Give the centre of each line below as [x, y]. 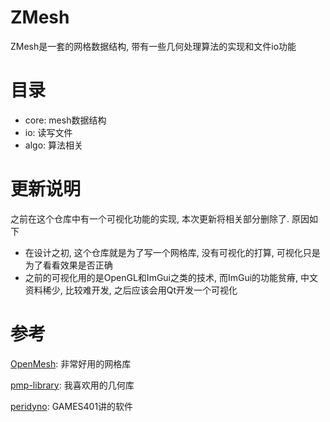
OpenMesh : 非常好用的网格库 [71, 363]
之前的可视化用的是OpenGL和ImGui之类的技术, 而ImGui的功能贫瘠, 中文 [171, 277]
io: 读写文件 [48, 132]
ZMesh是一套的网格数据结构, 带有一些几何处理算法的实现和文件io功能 [153, 46]
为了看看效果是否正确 [68, 265]
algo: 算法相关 [53, 145]
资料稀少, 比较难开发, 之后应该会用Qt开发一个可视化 [131, 290]
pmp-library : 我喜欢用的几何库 [72, 385]
